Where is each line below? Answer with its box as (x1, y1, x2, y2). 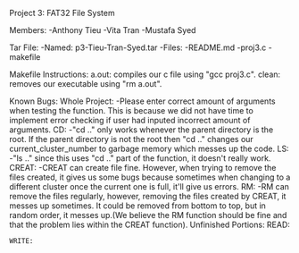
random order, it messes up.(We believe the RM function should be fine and (9, 210, 287, 220)
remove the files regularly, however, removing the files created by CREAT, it (9, 191, 287, 201)
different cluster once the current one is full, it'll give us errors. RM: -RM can (9, 181, 290, 191)
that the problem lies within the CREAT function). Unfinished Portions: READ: (9, 219, 290, 230)
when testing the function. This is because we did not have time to (9, 105, 254, 115)
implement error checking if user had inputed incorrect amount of (9, 115, 251, 125)
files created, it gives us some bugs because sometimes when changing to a (9, 172, 291, 182)
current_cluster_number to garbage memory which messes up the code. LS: (9, 143, 289, 154)
